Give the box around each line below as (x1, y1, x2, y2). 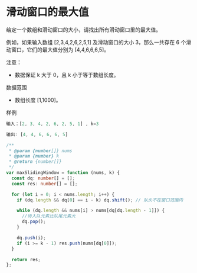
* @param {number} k (8, 153, 60, 159)
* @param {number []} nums (8, 147, 73, 154)
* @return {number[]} (8, 159, 62, 165)
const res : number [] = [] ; (11, 181, 78, 187)
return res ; (11, 256, 41, 262)
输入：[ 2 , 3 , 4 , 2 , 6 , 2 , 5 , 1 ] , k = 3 (6, 121, 99, 127)
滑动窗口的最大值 (6, 5, 90, 19)
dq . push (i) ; (17, 235, 46, 240)
